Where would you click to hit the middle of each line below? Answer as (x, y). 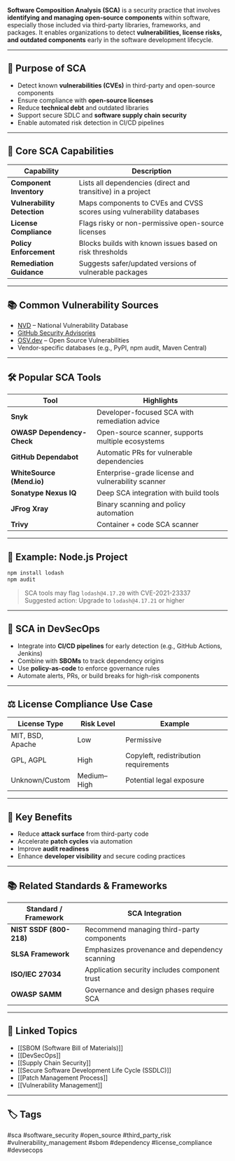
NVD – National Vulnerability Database (73, 326)
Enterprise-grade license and (145, 473)
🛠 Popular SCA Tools (54, 377)
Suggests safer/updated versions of (138, 263)
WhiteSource (33, 473)
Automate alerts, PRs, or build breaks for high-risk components (108, 675)
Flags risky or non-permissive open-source (151, 223)
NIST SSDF (29, 930)
